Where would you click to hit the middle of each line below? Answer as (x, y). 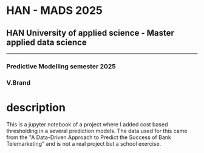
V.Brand (19, 82)
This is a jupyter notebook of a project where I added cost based (87, 124)
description (36, 108)
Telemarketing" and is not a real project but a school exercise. (84, 143)
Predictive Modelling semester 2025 (61, 66)
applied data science (46, 42)
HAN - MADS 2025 (55, 11)
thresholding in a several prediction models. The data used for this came (97, 131)
